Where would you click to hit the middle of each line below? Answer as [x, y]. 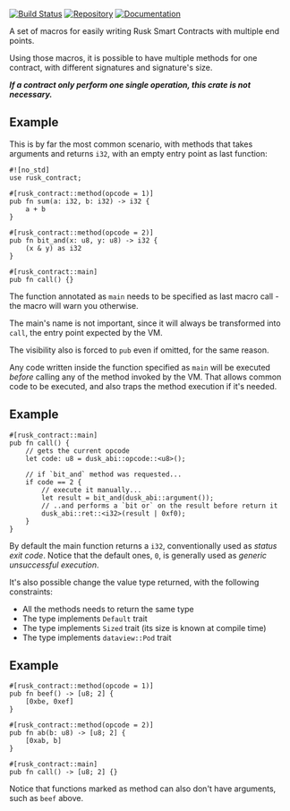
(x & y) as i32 [54, 248]
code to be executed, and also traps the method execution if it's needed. [143, 386]
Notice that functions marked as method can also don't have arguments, [143, 789]
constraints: [31, 592]
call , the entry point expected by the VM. [86, 332]
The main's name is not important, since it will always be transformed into [145, 323]
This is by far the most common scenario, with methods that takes [131, 144]
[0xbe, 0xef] [50, 702]
